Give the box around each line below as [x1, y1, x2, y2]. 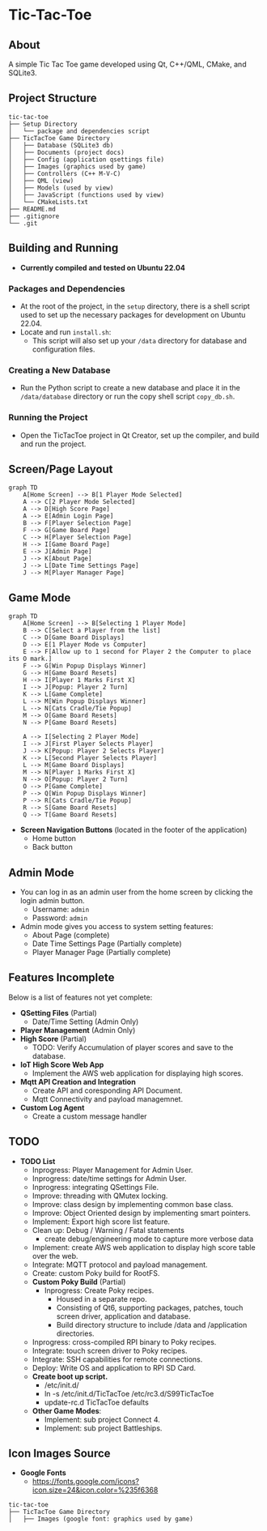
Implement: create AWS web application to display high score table [32, 1242, 256, 1252]
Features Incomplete [8, 970, 115, 985]
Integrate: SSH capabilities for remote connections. [32, 1354, 203, 1364]
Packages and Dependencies [8, 283, 125, 294]
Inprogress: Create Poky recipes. [44, 1286, 155, 1295]
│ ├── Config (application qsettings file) [8, 156, 164, 164]
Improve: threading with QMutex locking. [32, 1191, 168, 1200]
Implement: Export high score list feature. [32, 1217, 171, 1226]
